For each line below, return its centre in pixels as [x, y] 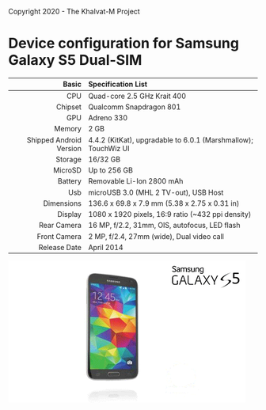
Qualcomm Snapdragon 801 [135, 107]
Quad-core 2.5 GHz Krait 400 [137, 96]
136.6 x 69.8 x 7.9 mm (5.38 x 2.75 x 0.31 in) [164, 203]
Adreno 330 [108, 118]
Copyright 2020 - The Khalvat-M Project [74, 11]
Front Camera [59, 236]
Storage [68, 159]
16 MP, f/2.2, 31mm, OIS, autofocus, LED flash [164, 226]
